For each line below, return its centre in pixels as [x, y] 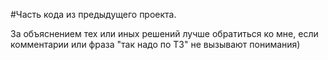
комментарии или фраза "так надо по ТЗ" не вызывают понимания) [155, 44]
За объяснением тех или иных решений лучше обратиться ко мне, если [164, 33]
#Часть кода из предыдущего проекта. [93, 14]
